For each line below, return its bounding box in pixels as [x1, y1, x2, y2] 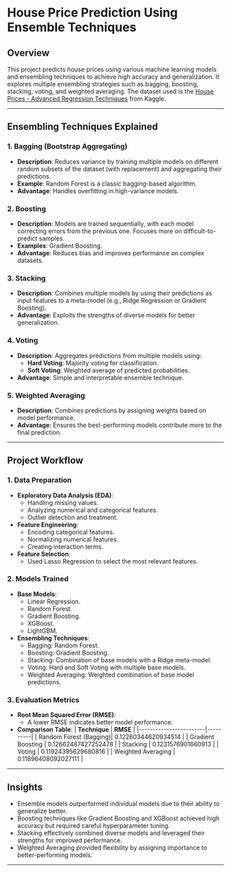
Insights [7, 781, 43, 793]
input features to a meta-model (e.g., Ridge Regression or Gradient [16, 297, 206, 305]
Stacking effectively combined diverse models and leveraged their [16, 829, 205, 837]
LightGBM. [27, 626, 58, 635]
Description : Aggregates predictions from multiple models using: [16, 351, 202, 359]
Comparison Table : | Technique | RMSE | [16, 726, 135, 734]
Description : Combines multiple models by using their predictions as [16, 289, 212, 297]
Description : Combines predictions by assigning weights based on [16, 406, 207, 415]
